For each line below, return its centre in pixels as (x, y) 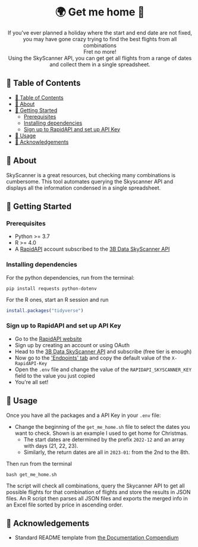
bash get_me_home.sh (32, 475)
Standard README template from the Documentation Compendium (97, 537)
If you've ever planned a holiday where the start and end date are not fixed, (100, 33)
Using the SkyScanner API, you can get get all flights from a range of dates (100, 58)
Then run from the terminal (39, 463)
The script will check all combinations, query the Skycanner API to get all (96, 486)
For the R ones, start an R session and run (57, 299)
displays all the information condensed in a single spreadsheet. (84, 188)
